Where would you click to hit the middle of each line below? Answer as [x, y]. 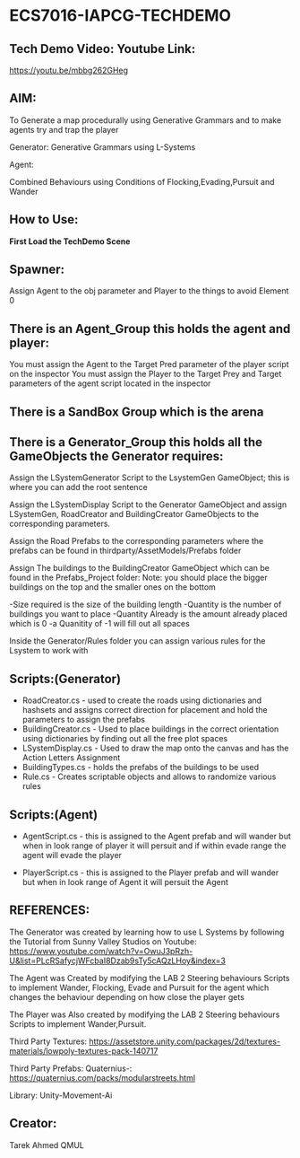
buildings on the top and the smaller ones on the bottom [113, 587]
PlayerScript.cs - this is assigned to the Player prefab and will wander [150, 873]
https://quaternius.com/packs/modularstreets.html [102, 1077]
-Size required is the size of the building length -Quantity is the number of [146, 605]
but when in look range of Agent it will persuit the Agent [125, 882]
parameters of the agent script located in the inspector [110, 383]
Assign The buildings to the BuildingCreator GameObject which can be [140, 568]
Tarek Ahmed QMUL [47, 1145]
